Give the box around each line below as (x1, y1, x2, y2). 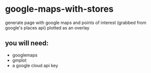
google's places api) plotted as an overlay (5, 24, 90, 30)
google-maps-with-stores (5, 3, 114, 15)
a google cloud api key (12, 62, 58, 68)
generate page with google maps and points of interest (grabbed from (5, 20, 147, 25)
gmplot (12, 57, 27, 63)
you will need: (5, 39, 49, 48)
